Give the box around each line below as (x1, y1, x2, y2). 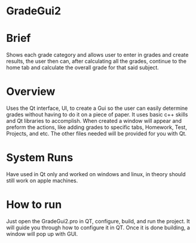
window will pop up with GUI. (6, 230, 78, 237)
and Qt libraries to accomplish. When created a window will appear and (6, 118, 182, 125)
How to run (6, 198, 62, 211)
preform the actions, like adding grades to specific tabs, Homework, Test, (6, 124, 187, 131)
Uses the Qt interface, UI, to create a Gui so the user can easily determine (6, 104, 188, 112)
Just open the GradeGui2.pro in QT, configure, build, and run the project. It (6, 217, 190, 224)
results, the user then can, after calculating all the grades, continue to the (6, 58, 187, 65)
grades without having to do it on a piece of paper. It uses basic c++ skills (6, 111, 188, 118)
